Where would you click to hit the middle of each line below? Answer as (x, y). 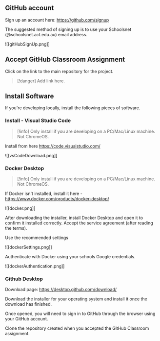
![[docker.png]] (20, 208)
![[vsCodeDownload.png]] (31, 155)
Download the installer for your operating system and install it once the (76, 299)
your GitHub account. (27, 319)
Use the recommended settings (37, 238)
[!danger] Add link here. (41, 81)
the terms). (16, 228)
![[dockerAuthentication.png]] (35, 266)
